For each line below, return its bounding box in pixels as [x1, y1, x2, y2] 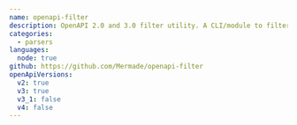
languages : [9, 46, 49, 55]
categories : [9, 29, 53, 38]
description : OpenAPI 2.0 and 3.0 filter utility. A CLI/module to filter [9, 21, 291, 30]
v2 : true [17, 78, 49, 87]
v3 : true [17, 86, 49, 95]
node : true [17, 54, 57, 62]
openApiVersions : [9, 70, 73, 79]
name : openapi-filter [9, 12, 89, 22]
